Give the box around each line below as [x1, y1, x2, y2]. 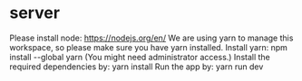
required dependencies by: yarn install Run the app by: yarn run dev [9, 61, 264, 72]
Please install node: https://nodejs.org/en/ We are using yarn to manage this [9, 32, 294, 43]
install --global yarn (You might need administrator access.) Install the [9, 51, 270, 62]
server [9, 3, 61, 23]
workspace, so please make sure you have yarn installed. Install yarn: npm [9, 41, 287, 52]
